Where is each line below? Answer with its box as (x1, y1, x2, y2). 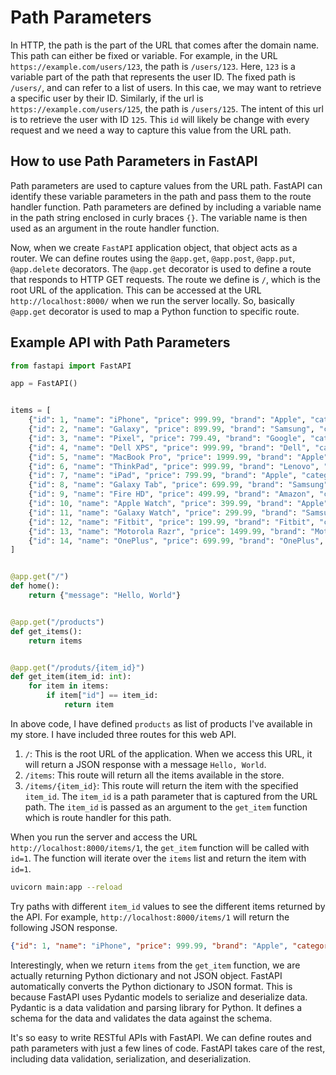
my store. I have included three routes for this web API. (10, 728, 237, 740)
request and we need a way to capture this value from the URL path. (10, 124, 292, 136)
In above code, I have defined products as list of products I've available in (10, 717, 313, 730)
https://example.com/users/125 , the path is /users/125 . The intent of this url (10, 102, 324, 115)
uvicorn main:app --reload (10, 882, 123, 892)
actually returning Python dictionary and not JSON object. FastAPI (10, 969, 283, 981)
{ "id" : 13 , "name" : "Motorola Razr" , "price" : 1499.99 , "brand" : (28, 526, 307, 536)
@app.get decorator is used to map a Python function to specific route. (10, 305, 300, 317)
